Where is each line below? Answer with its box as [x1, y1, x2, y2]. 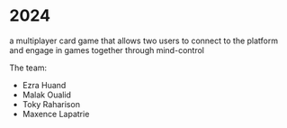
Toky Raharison [22, 98, 81, 109]
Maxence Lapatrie [22, 108, 90, 119]
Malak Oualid [22, 89, 72, 100]
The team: [9, 62, 48, 73]
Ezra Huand [22, 79, 67, 90]
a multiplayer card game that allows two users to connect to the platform [9, 35, 279, 46]
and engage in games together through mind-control [9, 44, 205, 55]
